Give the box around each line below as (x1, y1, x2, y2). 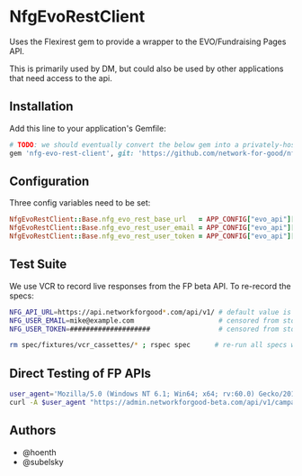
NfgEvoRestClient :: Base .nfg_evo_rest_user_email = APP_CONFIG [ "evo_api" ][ (9, 224, 296, 233)
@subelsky (22, 456, 65, 467)
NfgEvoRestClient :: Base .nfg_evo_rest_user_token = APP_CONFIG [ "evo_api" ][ (9, 232, 296, 241)
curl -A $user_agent (9, 398, 87, 407)
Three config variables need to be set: (9, 197, 151, 208)
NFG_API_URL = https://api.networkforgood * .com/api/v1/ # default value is (9, 307, 292, 316)
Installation (9, 99, 74, 114)
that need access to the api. (9, 72, 112, 83)
